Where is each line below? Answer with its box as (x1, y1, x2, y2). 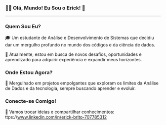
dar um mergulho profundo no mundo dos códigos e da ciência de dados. (5, 42, 156, 47)
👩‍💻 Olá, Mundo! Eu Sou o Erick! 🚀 (5, 4, 85, 11)
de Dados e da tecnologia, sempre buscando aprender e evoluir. (5, 85, 136, 91)
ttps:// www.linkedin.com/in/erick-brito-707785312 (5, 114, 107, 120)
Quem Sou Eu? (5, 23, 41, 30)
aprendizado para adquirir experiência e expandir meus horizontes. (5, 56, 142, 62)
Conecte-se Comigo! (5, 97, 57, 104)
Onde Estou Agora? (5, 69, 53, 76)
